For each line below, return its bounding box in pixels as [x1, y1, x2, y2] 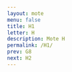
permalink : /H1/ [7, 42, 53, 49]
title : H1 [7, 23, 35, 29]
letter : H [7, 29, 35, 36]
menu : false [7, 16, 41, 23]
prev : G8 [7, 49, 32, 56]
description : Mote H [7, 36, 66, 43]
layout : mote [7, 10, 44, 17]
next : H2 [7, 55, 32, 62]
